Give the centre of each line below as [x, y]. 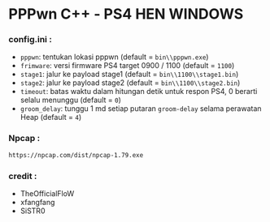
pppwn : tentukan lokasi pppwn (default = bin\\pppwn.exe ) [114, 57]
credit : [23, 176]
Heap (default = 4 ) [51, 117]
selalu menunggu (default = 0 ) [71, 100]
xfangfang [37, 202]
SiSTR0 [33, 211]
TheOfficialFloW [47, 193]
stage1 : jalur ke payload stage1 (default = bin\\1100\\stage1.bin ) [129, 75]
